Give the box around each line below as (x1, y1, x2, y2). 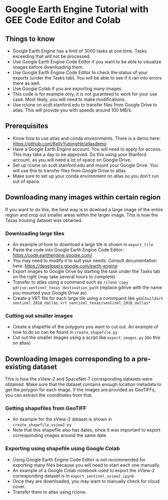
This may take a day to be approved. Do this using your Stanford (12, 151, 147, 158)
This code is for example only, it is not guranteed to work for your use (12, 91, 157, 97)
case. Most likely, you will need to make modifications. (12, 96, 126, 102)
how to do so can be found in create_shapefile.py (12, 329, 118, 335)
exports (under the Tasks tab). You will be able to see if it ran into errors (12, 75, 162, 81)
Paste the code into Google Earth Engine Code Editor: (12, 247, 124, 253)
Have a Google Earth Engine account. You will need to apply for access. (12, 146, 162, 152)
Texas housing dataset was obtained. (5, 217, 83, 223)
